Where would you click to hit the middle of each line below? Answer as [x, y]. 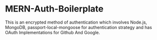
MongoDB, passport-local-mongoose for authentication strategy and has [79, 27]
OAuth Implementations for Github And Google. [53, 32]
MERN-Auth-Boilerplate [54, 9]
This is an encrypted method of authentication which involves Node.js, [76, 22]
